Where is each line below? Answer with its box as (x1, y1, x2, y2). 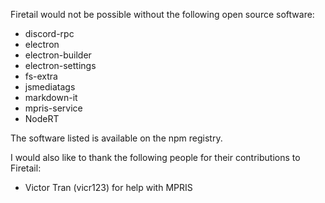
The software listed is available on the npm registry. (10, 132, 223, 144)
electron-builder (24, 49, 92, 61)
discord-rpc (24, 28, 75, 39)
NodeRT (24, 113, 60, 124)
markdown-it (24, 92, 78, 103)
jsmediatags (24, 81, 76, 93)
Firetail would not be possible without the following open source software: (10, 9, 315, 20)
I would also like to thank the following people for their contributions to (10, 152, 301, 163)
